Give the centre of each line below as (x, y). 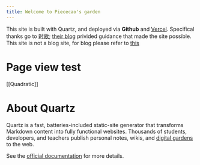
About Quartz (41, 108)
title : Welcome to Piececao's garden (53, 12)
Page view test (44, 67)
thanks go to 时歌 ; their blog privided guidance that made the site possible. (99, 36)
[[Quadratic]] (22, 84)
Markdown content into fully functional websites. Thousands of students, (97, 131)
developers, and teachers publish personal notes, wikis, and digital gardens (100, 138)
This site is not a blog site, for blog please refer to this (73, 43)
